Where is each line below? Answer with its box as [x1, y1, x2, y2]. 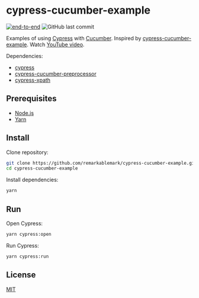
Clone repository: [6, 149, 49, 156]
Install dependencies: [6, 176, 59, 184]
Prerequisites [6, 94, 57, 104]
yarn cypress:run [6, 253, 49, 259]
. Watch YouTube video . [26, 41, 85, 48]
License [6, 270, 36, 280]
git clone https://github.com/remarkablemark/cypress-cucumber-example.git [6, 160, 197, 166]
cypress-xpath [14, 76, 51, 84]
